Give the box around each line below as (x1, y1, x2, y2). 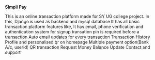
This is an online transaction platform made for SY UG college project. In (5, 14, 149, 19)
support (5, 49, 21, 55)
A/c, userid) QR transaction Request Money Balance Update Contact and (5, 45, 150, 50)
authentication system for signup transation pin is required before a (5, 29, 139, 34)
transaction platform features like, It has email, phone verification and (5, 24, 144, 30)
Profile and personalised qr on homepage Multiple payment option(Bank (5, 39, 149, 45)
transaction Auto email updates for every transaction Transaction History (5, 34, 150, 40)
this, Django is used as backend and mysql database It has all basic (5, 19, 140, 24)
